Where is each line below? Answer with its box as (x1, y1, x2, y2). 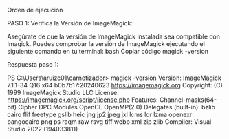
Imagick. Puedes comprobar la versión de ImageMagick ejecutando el (7, 40, 205, 47)
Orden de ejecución (7, 6, 63, 14)
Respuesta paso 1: (7, 61, 59, 68)
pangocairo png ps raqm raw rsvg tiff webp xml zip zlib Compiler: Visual (7, 118, 212, 126)
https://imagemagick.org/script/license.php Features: (7, 96, 158, 104)
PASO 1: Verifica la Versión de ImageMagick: (7, 19, 133, 27)
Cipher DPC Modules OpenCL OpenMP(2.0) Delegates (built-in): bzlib (18, 103, 215, 111)
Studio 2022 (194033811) (7, 125, 78, 133)
